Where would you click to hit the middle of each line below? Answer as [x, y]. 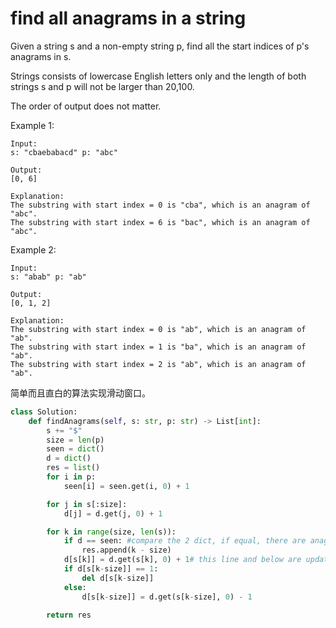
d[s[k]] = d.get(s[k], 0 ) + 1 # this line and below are [182, 560]
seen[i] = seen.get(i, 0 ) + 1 [126, 486]
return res [69, 615]
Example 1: [32, 125]
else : [75, 587]
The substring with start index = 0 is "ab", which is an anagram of [158, 329]
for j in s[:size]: [87, 504]
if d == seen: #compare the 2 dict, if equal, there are [185, 541]
